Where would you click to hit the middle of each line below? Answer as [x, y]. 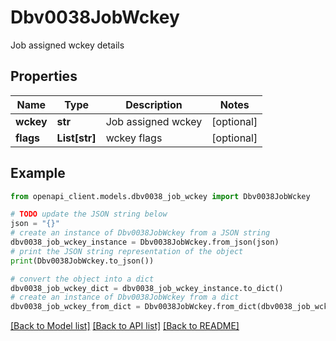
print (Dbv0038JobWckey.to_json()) [82, 261]
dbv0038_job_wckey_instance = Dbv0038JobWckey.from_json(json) [145, 242]
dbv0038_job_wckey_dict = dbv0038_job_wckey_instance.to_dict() [147, 288]
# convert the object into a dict [82, 279]
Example [38, 173]
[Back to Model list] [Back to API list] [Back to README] [125, 326]
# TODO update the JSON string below [89, 214]
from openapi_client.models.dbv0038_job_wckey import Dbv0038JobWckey [160, 196]
